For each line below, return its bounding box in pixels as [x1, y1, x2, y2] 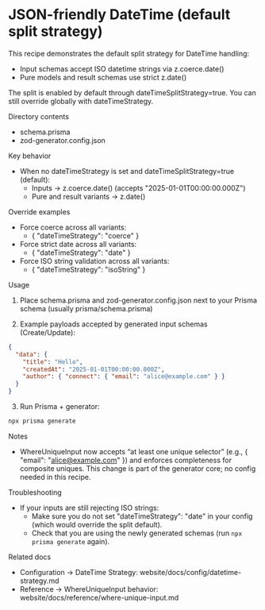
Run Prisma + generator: [19, 402, 101, 411]
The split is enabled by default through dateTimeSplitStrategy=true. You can [8, 87, 256, 97]
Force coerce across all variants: [19, 222, 127, 232]
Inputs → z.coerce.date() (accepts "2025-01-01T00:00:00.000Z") [31, 183, 246, 192]
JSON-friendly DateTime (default [8, 6, 231, 24]
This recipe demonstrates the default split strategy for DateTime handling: [8, 48, 250, 58]
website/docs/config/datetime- [140, 567, 242, 577]
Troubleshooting [8, 487, 62, 497]
